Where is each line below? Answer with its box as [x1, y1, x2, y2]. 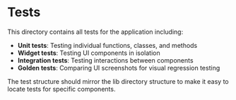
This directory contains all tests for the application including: [7, 27, 184, 36]
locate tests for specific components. [7, 85, 116, 93]
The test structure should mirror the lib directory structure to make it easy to [7, 77, 229, 85]
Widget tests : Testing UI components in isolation [17, 49, 160, 57]
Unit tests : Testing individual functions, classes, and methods [17, 41, 198, 49]
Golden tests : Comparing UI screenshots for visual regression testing [17, 63, 220, 72]
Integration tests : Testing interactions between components [17, 56, 194, 64]
